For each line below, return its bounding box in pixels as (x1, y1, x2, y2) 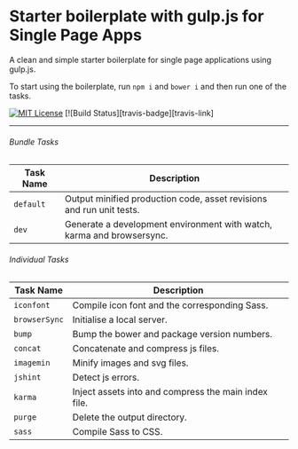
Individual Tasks (9, 254, 69, 264)
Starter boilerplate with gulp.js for (9, 6, 264, 27)
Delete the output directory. (72, 411, 188, 423)
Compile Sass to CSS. (72, 426, 163, 438)
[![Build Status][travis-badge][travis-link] (65, 107, 215, 118)
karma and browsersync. (65, 229, 169, 241)
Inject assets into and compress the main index (72, 386, 269, 398)
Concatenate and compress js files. (72, 343, 220, 355)
